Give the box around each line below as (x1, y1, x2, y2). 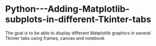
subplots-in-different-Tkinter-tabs (5, 14, 152, 25)
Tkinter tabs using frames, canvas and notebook (5, 35, 105, 41)
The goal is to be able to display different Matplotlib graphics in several (5, 30, 151, 36)
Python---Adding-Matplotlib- (5, 3, 130, 15)
